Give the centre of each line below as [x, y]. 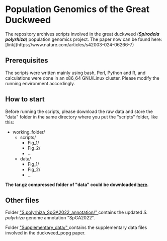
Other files [22, 200]
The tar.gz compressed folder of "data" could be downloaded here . [77, 185]
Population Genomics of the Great [77, 9]
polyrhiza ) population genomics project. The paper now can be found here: [84, 39]
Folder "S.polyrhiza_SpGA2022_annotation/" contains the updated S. [76, 212]
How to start [25, 99]
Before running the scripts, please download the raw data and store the [79, 111]
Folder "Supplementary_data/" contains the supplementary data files [76, 227]
